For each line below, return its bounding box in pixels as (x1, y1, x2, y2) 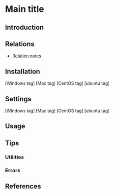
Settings (5, 95, 32, 103)
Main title (5, 3, 44, 15)
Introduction (5, 23, 44, 32)
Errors (5, 167, 21, 174)
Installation (5, 67, 40, 76)
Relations (5, 39, 35, 48)
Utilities (5, 154, 24, 160)
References (5, 182, 41, 191)
